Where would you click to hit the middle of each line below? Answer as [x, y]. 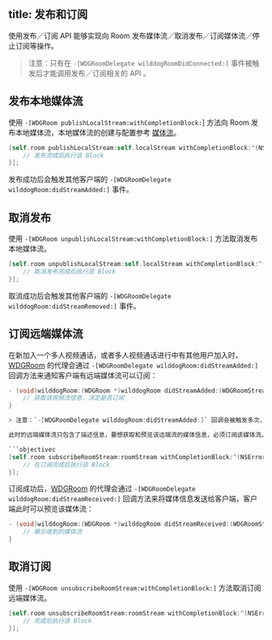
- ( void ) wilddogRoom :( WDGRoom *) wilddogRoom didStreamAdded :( [115, 391]
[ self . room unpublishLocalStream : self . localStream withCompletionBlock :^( [137, 264]
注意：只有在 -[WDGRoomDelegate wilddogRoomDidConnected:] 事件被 [140, 62]
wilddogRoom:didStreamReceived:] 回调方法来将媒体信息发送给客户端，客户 [133, 499]
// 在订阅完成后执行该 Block [67, 465]
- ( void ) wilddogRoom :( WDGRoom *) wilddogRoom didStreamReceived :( [121, 524]
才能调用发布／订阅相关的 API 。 [97, 73]
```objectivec [32, 449]
